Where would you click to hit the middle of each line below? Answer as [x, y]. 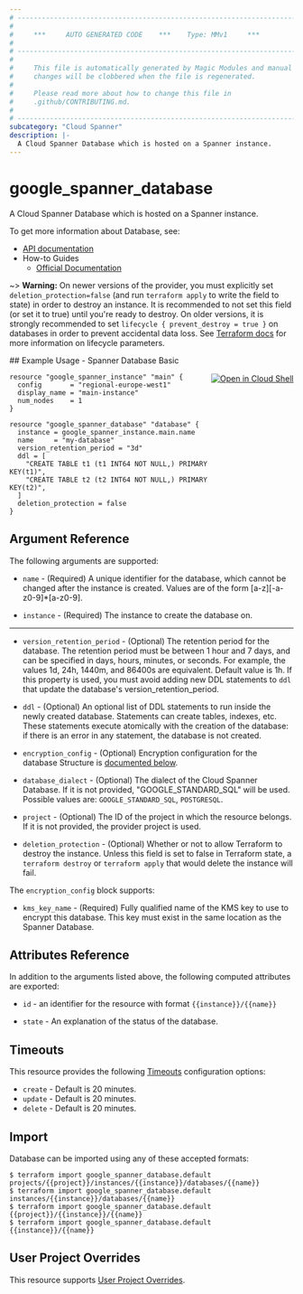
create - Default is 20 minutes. [79, 1089]
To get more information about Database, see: [95, 230]
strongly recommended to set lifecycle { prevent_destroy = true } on [144, 323]
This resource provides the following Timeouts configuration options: [138, 1072]
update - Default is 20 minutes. [79, 1099]
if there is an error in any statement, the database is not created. [142, 735]
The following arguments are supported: [84, 560]
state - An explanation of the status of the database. [120, 1021]
